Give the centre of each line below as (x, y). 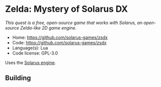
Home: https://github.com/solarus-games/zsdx (60, 37)
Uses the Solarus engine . (31, 62)
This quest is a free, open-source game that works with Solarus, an (74, 23)
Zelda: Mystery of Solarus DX (66, 9)
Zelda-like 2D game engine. (48, 28)
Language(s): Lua (30, 48)
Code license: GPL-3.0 (35, 53)
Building (18, 78)
